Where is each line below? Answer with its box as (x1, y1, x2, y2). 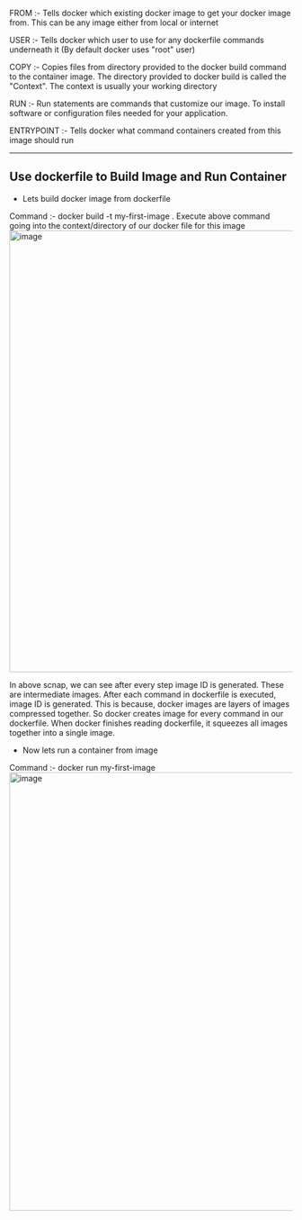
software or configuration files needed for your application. (9, 108, 228, 118)
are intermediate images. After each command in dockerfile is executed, (9, 689, 277, 700)
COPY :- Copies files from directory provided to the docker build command (9, 62, 287, 72)
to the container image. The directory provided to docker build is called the (9, 71, 287, 82)
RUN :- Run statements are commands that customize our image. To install (9, 98, 286, 109)
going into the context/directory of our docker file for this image (9, 220, 245, 230)
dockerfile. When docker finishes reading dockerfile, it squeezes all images (9, 718, 289, 728)
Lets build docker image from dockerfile (22, 193, 171, 203)
